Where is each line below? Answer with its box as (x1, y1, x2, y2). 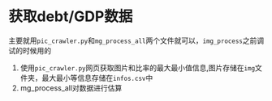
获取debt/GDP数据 (8, 7, 133, 26)
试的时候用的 (8, 45, 51, 55)
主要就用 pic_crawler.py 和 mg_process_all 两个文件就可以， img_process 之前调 (8, 36, 265, 45)
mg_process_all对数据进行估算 (19, 82, 123, 93)
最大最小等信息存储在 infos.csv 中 (41, 73, 153, 82)
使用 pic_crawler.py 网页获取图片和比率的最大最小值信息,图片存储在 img (19, 62, 256, 73)
